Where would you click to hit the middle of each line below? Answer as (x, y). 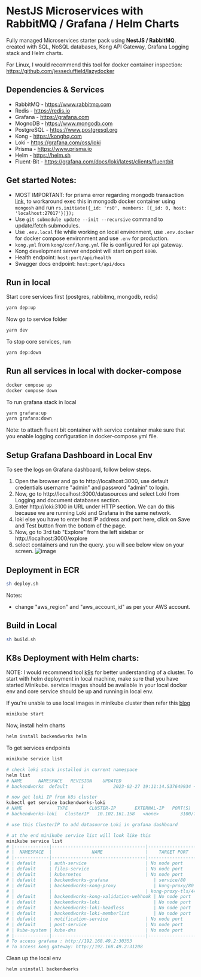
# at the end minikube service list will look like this (79, 835)
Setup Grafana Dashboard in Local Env (79, 455)
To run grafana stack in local (41, 402)
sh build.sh (21, 639)
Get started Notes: (41, 180)
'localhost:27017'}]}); (45, 213)
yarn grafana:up (26, 413)
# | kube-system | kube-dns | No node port (95, 930)
